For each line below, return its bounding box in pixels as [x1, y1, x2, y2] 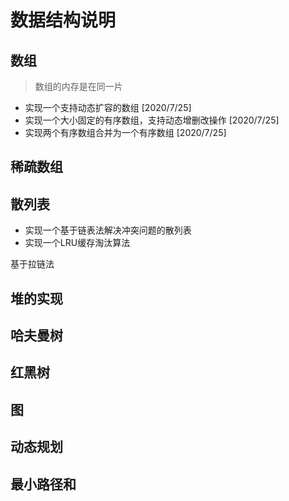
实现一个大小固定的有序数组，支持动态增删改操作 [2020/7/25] [24, 114, 280, 126]
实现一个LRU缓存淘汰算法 [24, 237, 131, 249]
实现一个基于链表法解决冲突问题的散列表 [24, 224, 192, 236]
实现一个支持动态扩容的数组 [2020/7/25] [24, 102, 192, 113]
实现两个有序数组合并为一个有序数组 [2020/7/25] [24, 127, 227, 138]
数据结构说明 [10, 9, 117, 32]
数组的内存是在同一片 [34, 81, 123, 92]
